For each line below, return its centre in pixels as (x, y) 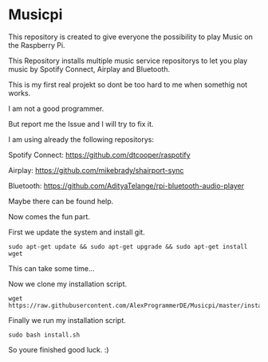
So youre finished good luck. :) (59, 349)
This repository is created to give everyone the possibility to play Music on (131, 37)
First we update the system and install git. (77, 232)
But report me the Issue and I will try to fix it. (81, 124)
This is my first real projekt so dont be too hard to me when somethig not (128, 85)
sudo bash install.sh (44, 335)
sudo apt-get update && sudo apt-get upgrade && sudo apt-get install (128, 246)
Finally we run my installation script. (67, 320)
